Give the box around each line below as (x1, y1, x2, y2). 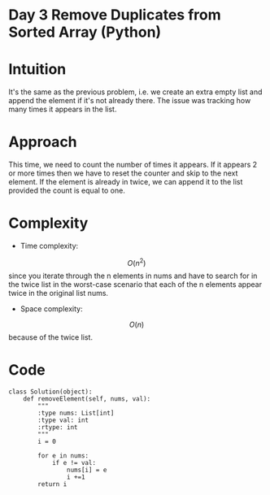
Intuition (8, 60, 67, 79)
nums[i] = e (66, 466, 107, 474)
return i (37, 480, 67, 488)
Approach (8, 132, 77, 151)
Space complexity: (20, 303, 83, 314)
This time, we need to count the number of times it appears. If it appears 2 (8, 160, 258, 170)
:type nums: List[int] (37, 409, 115, 417)
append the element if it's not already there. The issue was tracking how (8, 96, 251, 106)
